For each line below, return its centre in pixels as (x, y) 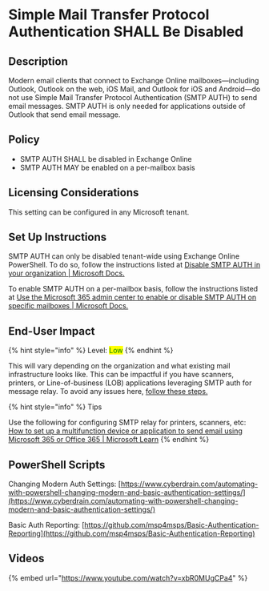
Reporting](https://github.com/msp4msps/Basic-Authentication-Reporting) (132, 533)
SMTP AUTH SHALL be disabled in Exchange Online (106, 159)
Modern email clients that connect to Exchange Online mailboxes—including (134, 80)
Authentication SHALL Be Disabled (126, 32)
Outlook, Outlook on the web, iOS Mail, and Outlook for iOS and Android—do (134, 89)
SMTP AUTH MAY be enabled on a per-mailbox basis (108, 167)
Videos (26, 559)
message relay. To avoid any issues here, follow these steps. (108, 392)
